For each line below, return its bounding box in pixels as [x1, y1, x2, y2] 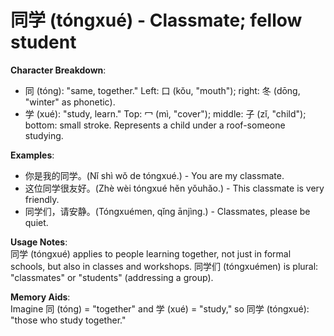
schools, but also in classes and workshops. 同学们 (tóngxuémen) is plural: [10, 260, 319, 272]
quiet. [24, 216, 49, 228]
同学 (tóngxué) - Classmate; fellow [10, 9, 303, 32]
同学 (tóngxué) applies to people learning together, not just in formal [10, 247, 292, 260]
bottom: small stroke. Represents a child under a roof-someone [24, 119, 286, 131]
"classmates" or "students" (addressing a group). [10, 271, 214, 283]
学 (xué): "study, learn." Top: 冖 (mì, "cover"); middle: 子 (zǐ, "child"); [24, 107, 307, 120]
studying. [24, 129, 64, 141]
